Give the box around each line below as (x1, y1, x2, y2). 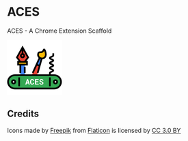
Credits (7, 108, 40, 120)
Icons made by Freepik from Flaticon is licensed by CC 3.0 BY (7, 126, 181, 134)
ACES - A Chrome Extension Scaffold (7, 27, 112, 35)
